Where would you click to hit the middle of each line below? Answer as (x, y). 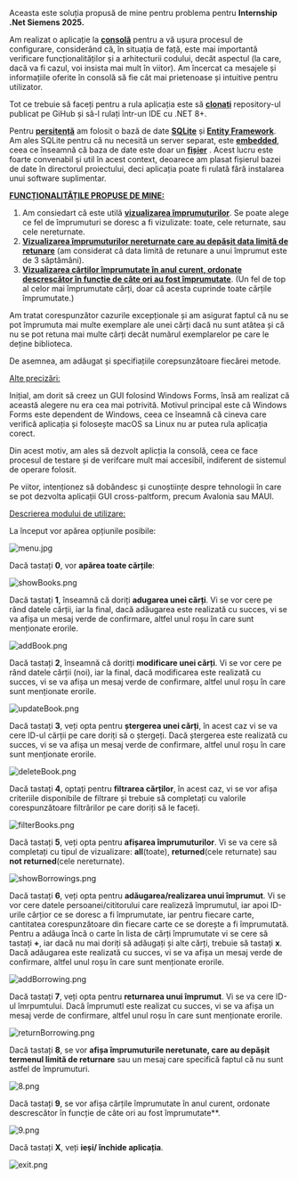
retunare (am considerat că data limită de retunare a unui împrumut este (154, 250)
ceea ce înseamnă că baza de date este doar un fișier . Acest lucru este (141, 150)
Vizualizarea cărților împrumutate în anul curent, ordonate (132, 270)
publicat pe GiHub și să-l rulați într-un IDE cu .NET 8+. (108, 114)
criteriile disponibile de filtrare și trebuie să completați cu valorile (128, 798)
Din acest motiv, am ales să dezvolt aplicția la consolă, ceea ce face (134, 450)
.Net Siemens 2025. (47, 22)
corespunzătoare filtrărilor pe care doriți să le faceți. (105, 807)
